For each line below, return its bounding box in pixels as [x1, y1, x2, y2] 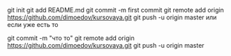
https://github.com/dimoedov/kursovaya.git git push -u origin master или [7, 13, 217, 21]
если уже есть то [7, 21, 59, 28]
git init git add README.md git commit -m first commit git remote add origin [7, 6, 225, 14]
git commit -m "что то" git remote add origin [7, 34, 135, 42]
